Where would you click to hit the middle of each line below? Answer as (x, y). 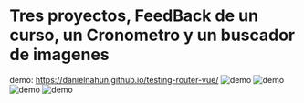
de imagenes (59, 55)
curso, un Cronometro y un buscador (152, 35)
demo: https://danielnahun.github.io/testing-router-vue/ (114, 79)
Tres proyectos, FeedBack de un (134, 16)
